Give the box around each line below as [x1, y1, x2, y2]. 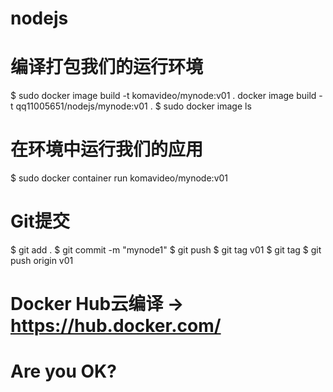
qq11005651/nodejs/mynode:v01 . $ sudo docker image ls [15, 100, 252, 112]
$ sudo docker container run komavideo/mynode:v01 [10, 172, 229, 184]
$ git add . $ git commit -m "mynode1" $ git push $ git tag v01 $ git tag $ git [10, 244, 322, 256]
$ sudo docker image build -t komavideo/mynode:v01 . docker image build [10, 90, 317, 102]
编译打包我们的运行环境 [10, 56, 204, 79]
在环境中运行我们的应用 [10, 138, 204, 161]
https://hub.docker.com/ [10, 315, 222, 337]
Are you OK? [10, 360, 117, 383]
